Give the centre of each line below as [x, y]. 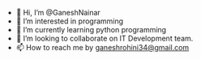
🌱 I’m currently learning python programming [91, 30]
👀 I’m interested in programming [70, 21]
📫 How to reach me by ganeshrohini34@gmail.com [103, 47]
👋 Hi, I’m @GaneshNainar [58, 13]
